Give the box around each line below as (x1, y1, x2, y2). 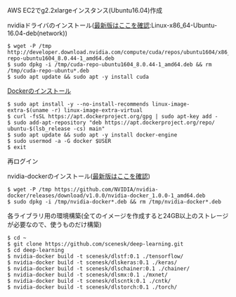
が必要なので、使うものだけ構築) (7, 220, 102, 229)
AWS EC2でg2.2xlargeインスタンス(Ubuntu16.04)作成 (7, 6, 163, 14)
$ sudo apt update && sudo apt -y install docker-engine (7, 132, 178, 139)
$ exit (7, 144, 27, 151)
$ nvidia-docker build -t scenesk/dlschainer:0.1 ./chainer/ (7, 265, 190, 272)
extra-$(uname (7, 107, 49, 114)
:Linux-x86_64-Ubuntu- (149, 21, 218, 30)
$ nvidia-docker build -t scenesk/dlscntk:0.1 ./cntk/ (7, 277, 171, 284)
